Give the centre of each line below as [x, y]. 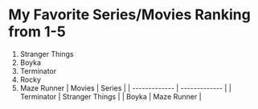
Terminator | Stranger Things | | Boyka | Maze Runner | [111, 96]
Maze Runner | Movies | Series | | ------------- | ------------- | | [125, 88]
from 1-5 [37, 32]
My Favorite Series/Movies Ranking [129, 15]
